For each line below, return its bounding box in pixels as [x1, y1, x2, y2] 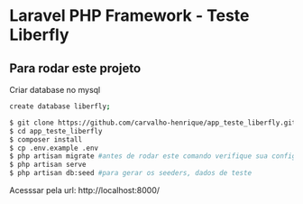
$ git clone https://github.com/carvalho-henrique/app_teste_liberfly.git [9, 118, 297, 127]
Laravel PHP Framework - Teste [9, 5, 250, 26]
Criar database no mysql [9, 85, 101, 95]
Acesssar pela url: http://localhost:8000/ [9, 185, 161, 195]
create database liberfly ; [9, 102, 111, 111]
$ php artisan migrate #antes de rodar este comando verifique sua [9, 152, 269, 161]
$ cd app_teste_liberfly [9, 126, 103, 135]
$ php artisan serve [9, 160, 87, 170]
